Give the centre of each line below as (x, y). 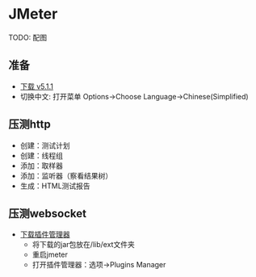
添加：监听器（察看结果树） (66, 175)
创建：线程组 (41, 155)
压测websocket (48, 214)
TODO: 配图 (28, 37)
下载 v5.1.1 (37, 86)
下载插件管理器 (45, 234)
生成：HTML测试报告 (55, 186)
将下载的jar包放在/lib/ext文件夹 (83, 245)
